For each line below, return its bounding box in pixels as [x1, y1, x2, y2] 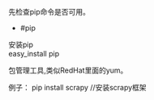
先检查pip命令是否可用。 [8, 7, 91, 16]
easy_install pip [8, 49, 59, 58]
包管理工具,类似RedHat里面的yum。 [8, 65, 128, 75]
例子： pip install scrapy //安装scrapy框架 [8, 83, 148, 92]
